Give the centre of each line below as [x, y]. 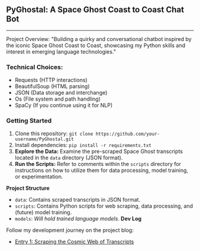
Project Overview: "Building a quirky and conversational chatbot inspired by [99, 39]
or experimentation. [39, 177]
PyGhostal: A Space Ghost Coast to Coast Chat [95, 10]
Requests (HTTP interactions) [51, 80]
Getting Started [29, 121]
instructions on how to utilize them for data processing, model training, [101, 170]
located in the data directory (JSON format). [69, 158]
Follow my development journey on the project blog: [70, 230]
